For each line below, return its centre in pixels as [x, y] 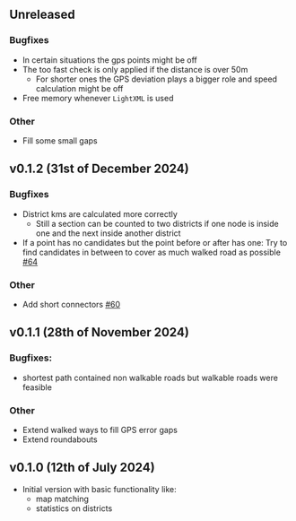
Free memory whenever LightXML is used [98, 98]
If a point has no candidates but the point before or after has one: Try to [155, 242]
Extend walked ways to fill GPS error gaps [100, 430]
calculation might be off [79, 88]
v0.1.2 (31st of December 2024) [100, 169]
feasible [37, 387]
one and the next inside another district [108, 233]
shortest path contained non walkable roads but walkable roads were [150, 378]
